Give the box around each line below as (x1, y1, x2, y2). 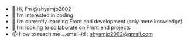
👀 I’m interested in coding (11, 12, 74, 19)
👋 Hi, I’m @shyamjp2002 (11, 6, 71, 12)
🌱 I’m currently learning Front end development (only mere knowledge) (11, 18, 183, 24)
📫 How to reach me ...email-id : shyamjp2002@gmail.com (11, 31, 153, 37)
